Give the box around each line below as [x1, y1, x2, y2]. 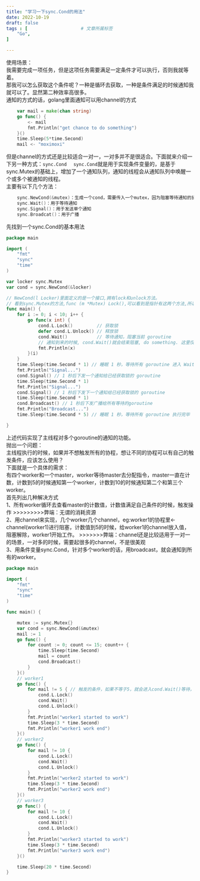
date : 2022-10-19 [6, 14, 49, 20]
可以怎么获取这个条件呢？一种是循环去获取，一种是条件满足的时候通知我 [16, 81, 194, 88]
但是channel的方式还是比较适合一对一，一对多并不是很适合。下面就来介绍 [6, 153, 187, 160]
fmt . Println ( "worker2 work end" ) [27, 787, 111, 793]
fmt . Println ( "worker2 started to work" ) [27, 775, 129, 781]
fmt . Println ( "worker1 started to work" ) [27, 714, 129, 720]
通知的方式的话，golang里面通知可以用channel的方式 [6, 96, 137, 103]
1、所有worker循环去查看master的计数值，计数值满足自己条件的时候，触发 [6, 501, 189, 508]
